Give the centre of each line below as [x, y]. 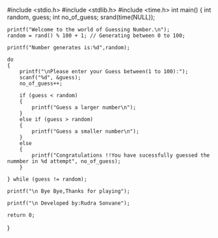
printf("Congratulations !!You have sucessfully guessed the [121, 155]
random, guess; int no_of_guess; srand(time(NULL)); [81, 17]
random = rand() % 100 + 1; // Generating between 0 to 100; [96, 36]
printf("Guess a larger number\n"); [84, 107]
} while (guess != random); [47, 179]
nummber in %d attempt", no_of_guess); [64, 161]
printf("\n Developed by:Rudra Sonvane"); [69, 203]
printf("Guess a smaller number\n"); [85, 131]
